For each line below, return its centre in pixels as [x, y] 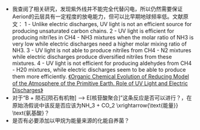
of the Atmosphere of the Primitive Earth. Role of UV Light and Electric [100, 83]
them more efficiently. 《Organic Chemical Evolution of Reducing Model [101, 77]
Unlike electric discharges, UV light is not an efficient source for [112, 24]
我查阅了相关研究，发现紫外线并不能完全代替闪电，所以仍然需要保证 [97, 9]
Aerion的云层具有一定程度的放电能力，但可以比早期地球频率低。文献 [98, 16]
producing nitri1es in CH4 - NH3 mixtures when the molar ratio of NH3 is [103, 37]
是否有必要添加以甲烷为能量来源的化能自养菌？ [71, 121]
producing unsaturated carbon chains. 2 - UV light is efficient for [93, 31]
